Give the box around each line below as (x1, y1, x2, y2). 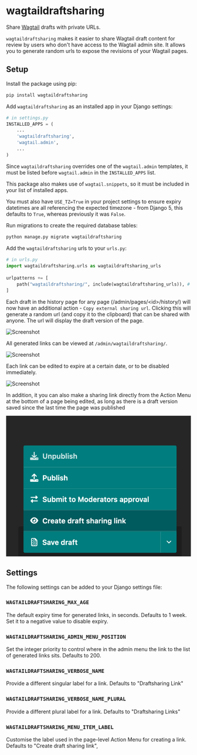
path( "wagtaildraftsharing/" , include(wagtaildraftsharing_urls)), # (16, 281, 191, 287)
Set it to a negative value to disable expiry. (6, 618, 108, 625)
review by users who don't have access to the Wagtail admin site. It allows (6, 41, 186, 48)
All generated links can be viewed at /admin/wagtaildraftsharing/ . (6, 340, 168, 347)
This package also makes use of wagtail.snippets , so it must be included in (6, 180, 189, 187)
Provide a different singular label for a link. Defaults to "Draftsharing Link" (6, 680, 184, 687)
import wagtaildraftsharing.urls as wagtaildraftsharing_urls (6, 263, 161, 269)
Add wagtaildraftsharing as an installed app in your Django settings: (6, 103, 173, 110)
